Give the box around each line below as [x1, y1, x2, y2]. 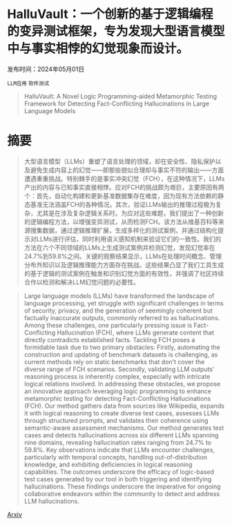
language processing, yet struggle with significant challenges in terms [23, 299, 224, 307]
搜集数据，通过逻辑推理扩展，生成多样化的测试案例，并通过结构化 [30, 226, 218, 235]
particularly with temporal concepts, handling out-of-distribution [23, 453, 208, 461]
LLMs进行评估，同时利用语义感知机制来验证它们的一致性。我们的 [36, 235, 222, 243]
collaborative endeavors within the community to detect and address [23, 489, 220, 497]
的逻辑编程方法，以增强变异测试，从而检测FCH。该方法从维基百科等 [23, 217, 219, 226]
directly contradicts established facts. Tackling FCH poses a [23, 335, 195, 344]
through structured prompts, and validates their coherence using [23, 416, 209, 424]
